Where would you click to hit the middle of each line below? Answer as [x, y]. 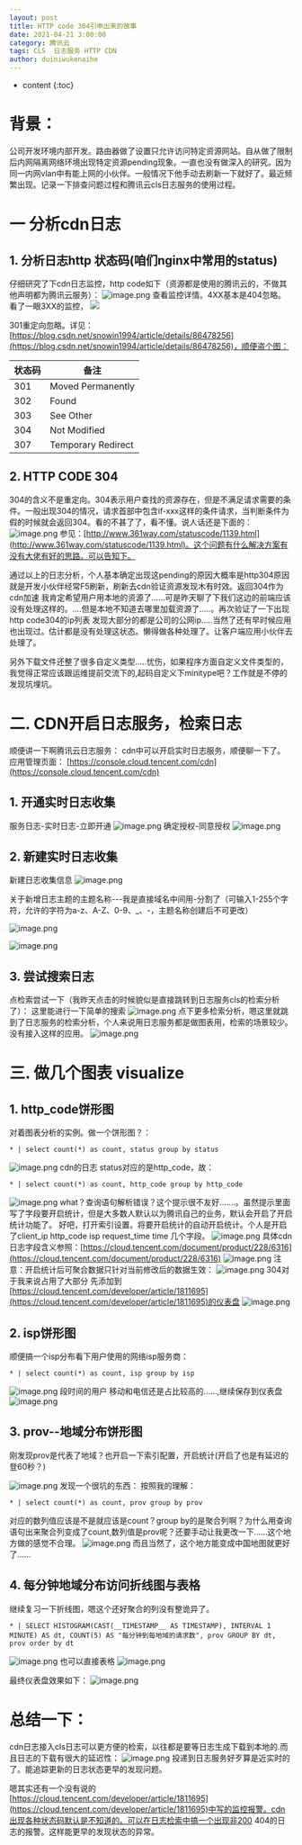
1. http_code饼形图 [62, 1109]
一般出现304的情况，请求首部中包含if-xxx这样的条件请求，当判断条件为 [157, 510]
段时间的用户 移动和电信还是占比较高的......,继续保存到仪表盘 [171, 1390]
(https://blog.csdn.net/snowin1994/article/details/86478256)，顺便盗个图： [149, 346]
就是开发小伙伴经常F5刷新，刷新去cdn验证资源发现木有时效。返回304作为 [147, 586]
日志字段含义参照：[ [46, 1247]
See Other [71, 415]
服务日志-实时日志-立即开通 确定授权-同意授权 [120, 825]
